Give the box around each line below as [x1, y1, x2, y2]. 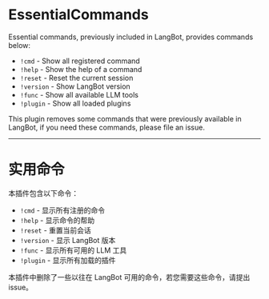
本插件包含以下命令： [8, 188, 78, 197]
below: [8, 40, 30, 50]
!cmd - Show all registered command [19, 56, 140, 66]
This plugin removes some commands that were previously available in [8, 114, 242, 123]
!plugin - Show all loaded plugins [19, 98, 131, 108]
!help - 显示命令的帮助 [19, 215, 94, 225]
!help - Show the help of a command [19, 64, 143, 74]
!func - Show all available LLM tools [19, 90, 139, 99]
